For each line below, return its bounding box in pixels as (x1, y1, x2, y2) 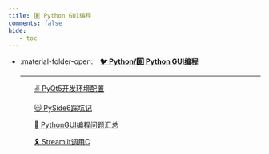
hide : (8, 26, 26, 34)
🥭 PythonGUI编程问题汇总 (34, 120, 119, 130)
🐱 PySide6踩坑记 (34, 103, 92, 113)
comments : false (8, 19, 62, 27)
